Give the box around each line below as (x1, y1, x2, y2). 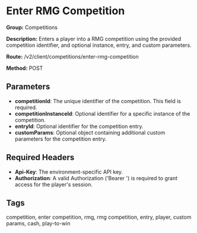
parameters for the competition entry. (14, 135, 107, 142)
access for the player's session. (14, 181, 93, 188)
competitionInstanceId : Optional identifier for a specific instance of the (14, 110, 190, 117)
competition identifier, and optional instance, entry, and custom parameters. (6, 42, 192, 49)
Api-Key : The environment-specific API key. (14, 168, 123, 175)
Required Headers (6, 152, 75, 162)
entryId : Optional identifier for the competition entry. (14, 123, 144, 130)
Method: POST (6, 64, 43, 72)
